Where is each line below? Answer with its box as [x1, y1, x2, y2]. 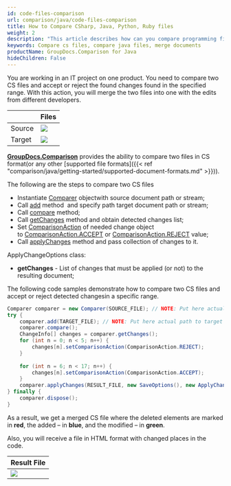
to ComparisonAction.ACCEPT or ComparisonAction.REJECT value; [16, 230, 209, 238]
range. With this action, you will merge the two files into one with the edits [7, 88, 217, 96]
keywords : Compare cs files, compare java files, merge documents [7, 42, 201, 49]
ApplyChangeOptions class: [7, 250, 86, 258]
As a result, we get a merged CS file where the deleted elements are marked [7, 413, 223, 421]
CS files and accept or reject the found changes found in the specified [7, 80, 206, 89]
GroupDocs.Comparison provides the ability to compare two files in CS [7, 152, 210, 160]
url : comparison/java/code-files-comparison [7, 16, 137, 23]
